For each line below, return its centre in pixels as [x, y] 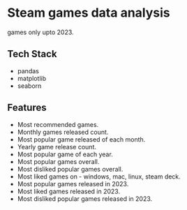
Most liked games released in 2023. [69, 191]
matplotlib [32, 78]
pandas [28, 70]
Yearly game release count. [57, 147]
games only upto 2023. [41, 32]
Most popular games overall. [58, 161]
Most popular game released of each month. [81, 139]
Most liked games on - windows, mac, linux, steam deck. [99, 177]
